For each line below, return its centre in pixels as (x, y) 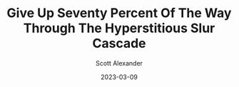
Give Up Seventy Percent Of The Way (119, 13)
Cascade (119, 43)
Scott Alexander (119, 63)
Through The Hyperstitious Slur (119, 28)
